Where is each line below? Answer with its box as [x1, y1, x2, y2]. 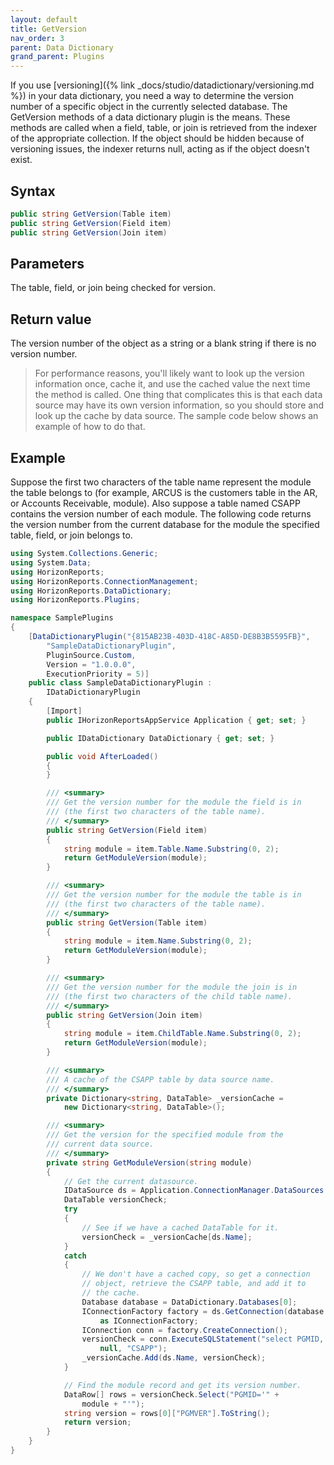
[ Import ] [46, 706, 83, 716]
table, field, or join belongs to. [10, 529, 133, 541]
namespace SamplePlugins [10, 613, 114, 623]
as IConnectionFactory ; [99, 1316, 199, 1326]
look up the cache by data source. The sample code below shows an [34, 410, 319, 422]
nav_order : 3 [10, 33, 65, 43]
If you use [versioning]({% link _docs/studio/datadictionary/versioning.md [10, 79, 315, 91]
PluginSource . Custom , [46, 650, 137, 660]
